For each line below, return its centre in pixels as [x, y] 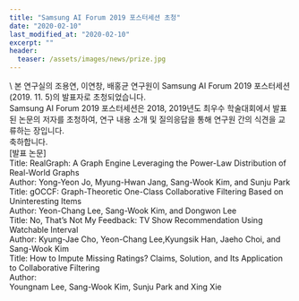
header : [24, 51]
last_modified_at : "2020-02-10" [69, 34]
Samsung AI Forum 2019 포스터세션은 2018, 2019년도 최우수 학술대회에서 [140, 108]
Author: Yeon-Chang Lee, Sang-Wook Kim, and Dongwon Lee [123, 211]
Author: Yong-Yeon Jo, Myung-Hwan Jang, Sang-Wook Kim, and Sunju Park [150, 182]
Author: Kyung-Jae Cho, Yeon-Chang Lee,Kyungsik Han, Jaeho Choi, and [145, 239]
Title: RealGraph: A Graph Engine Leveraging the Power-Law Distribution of [148, 163]
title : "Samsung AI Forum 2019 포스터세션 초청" [95, 17]
